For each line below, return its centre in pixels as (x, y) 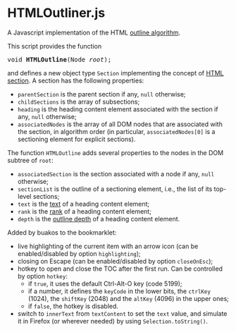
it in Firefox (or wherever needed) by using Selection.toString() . (113, 321)
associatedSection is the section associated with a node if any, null (116, 173)
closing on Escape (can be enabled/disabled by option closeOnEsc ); (115, 261)
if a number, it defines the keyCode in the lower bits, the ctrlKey (119, 291)
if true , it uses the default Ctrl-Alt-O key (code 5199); (105, 283)
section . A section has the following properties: (76, 80)
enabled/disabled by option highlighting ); (79, 253)
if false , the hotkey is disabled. (73, 306)
